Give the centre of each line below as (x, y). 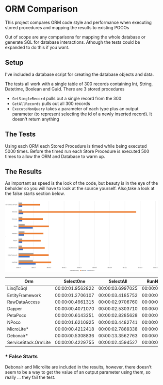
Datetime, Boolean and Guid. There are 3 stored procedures (65, 89)
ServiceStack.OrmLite (29, 342)
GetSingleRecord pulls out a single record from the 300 (67, 98)
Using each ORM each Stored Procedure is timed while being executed (76, 146)
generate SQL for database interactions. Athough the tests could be (73, 42)
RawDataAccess (24, 302)
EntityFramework (24, 295)
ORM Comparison (41, 9)
